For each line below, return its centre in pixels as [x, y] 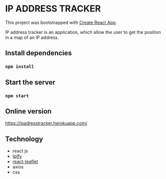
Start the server [30, 82]
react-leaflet [25, 162]
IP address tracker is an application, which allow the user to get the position [83, 32]
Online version [28, 111]
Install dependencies [38, 53]
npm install [20, 67]
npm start [17, 96]
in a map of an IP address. [32, 37]
